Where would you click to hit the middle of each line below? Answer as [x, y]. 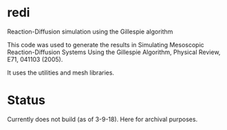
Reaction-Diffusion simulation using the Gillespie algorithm [90, 31]
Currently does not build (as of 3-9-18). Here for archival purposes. [102, 119]
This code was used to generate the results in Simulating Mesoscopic [106, 44]
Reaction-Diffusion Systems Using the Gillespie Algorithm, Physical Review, [114, 52]
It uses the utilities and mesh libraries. [61, 73]
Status [26, 100]
